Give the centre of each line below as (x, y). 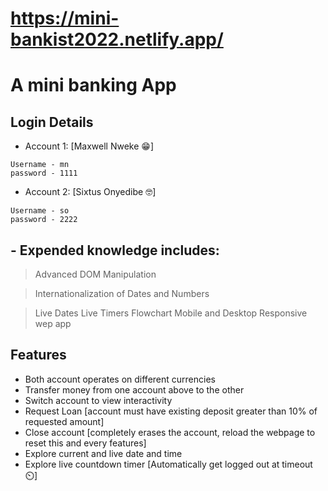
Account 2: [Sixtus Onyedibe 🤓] (90, 192)
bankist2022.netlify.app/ (117, 39)
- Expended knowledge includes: (115, 250)
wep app (53, 323)
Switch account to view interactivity (98, 400)
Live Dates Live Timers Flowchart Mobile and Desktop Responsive (171, 313)
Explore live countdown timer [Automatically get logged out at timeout (168, 464)
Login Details (52, 122)
